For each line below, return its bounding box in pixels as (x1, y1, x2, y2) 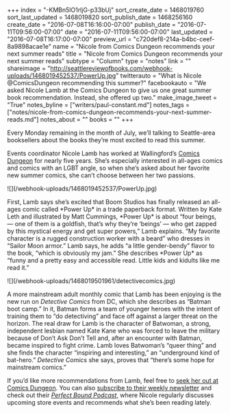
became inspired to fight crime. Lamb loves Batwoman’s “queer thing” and (7, 342, 217, 349)
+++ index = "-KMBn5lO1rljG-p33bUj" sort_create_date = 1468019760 (7, 6, 204, 14)
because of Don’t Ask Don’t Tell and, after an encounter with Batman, (7, 334, 203, 342)
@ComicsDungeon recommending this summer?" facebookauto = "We (7, 79, 207, 87)
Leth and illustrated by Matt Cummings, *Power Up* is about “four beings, (7, 212, 217, 221)
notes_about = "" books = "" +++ (40, 115, 133, 123)
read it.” (7, 264, 29, 271)
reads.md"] (7, 115, 39, 123)
